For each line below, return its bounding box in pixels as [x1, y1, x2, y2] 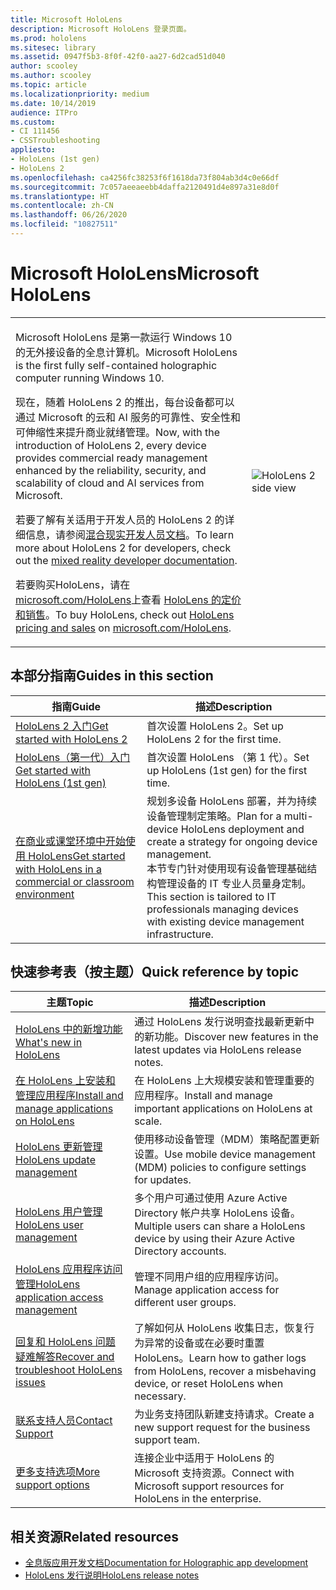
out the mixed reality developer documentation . [15, 553, 238, 567]
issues [15, 1376, 46, 1390]
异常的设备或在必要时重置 [144, 1336, 265, 1350]
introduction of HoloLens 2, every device [15, 438, 207, 452]
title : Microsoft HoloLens [10, 14, 123, 25]
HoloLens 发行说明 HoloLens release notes [24, 1569, 200, 1581]
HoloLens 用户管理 [15, 1205, 103, 1219]
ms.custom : [10, 117, 56, 127]
